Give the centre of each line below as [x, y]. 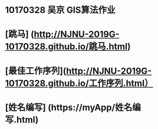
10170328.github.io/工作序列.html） [79, 83]
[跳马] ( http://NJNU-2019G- [62, 34]
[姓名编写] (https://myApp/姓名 [69, 107]
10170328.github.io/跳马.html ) [68, 47]
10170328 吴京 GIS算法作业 [60, 10]
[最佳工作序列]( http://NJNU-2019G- [78, 71]
